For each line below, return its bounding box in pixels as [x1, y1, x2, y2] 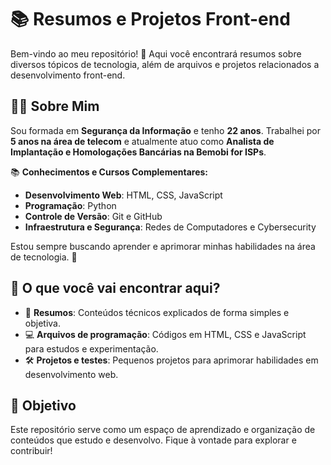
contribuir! [10, 445, 53, 457]
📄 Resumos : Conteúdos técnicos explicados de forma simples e [24, 306, 290, 318]
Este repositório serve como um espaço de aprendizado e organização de [10, 424, 316, 436]
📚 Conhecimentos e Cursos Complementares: [10, 166, 209, 178]
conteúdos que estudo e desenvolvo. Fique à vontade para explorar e [10, 434, 297, 446]
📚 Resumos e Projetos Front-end [10, 8, 291, 31]
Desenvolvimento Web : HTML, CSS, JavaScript [24, 189, 223, 201]
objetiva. [24, 317, 61, 329]
